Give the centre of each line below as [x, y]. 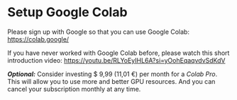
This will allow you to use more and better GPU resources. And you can [111, 81]
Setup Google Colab [67, 12]
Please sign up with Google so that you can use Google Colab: [99, 32]
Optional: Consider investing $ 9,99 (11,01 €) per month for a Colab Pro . [112, 74]
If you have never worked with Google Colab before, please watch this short [118, 53]
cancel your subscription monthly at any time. [74, 89]
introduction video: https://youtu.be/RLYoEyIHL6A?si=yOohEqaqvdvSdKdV [116, 60]
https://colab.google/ [38, 39]
